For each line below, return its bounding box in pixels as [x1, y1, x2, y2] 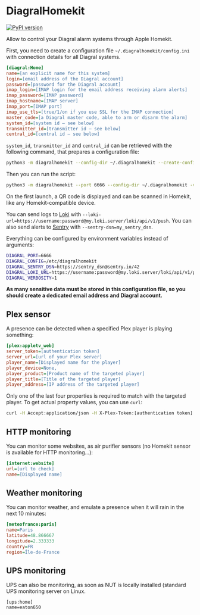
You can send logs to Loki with [6, 211, 82, 218]
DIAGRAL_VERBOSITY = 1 [6, 275, 58, 281]
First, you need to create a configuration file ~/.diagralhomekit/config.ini [6, 46, 190, 54]
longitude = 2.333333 [6, 538, 55, 544]
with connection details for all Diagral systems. [6, 53, 121, 60]
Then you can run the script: [6, 171, 76, 178]
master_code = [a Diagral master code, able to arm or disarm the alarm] [6, 114, 187, 120]
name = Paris [6, 527, 33, 533]
